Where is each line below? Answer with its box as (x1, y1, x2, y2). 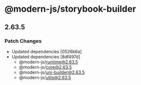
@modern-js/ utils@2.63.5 (19, 74, 71, 80)
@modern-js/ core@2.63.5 (19, 64, 72, 70)
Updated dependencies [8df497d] (11, 54, 80, 60)
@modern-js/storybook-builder (4, 3, 137, 15)
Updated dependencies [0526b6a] (11, 48, 82, 54)
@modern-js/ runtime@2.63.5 (19, 59, 78, 64)
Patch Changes (4, 38, 42, 44)
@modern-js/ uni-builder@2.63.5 (19, 69, 85, 75)
